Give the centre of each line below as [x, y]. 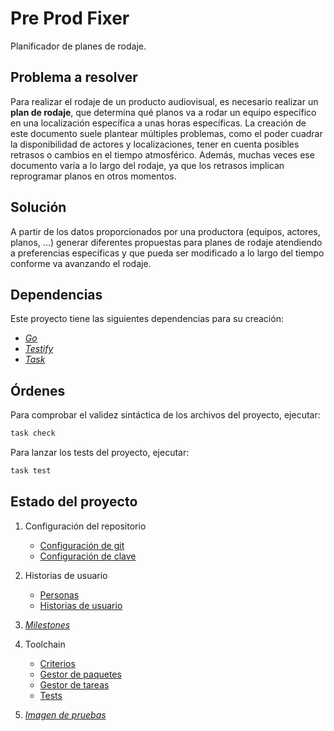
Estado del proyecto [74, 502]
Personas [59, 594]
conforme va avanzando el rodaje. [81, 263]
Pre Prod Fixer [70, 18]
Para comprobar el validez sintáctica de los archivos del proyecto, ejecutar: [165, 415]
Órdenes [38, 390]
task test [31, 471]
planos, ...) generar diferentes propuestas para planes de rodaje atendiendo [166, 242]
